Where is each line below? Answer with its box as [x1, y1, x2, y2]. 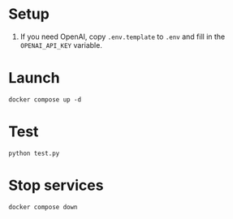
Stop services [8, 176, 104, 195]
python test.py [8, 149, 60, 157]
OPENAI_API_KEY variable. [19, 40, 103, 49]
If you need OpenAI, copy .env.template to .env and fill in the [19, 32, 226, 41]
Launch [8, 69, 60, 88]
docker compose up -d [8, 95, 82, 104]
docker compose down [8, 203, 79, 211]
